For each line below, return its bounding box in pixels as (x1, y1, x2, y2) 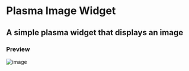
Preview (6, 45, 30, 53)
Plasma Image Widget (6, 4, 116, 18)
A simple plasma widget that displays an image (6, 28, 184, 38)
